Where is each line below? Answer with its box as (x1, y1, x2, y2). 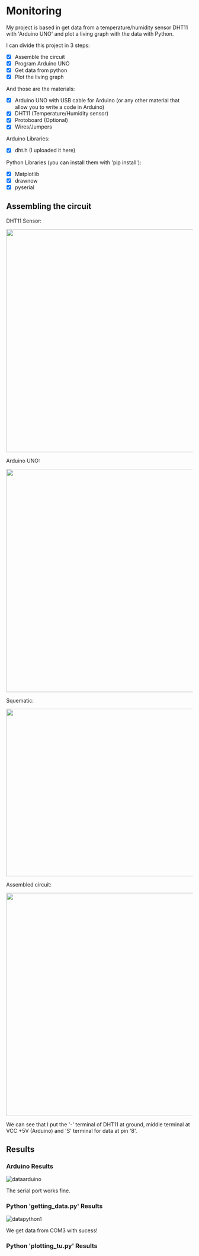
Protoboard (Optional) (14, 117, 68, 124)
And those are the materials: (6, 85, 75, 93)
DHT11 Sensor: (6, 217, 42, 224)
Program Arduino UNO (14, 60, 70, 67)
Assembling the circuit (6, 201, 92, 212)
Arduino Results (6, 1162, 53, 1170)
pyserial (14, 183, 34, 191)
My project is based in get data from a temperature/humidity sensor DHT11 (6, 24, 188, 31)
